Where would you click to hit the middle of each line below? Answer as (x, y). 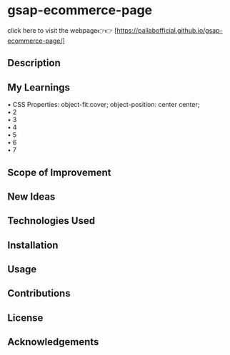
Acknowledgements (53, 342)
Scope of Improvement (59, 172)
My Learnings (39, 87)
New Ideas (31, 196)
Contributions (39, 293)
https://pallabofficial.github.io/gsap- (170, 30)
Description (34, 63)
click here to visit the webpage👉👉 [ (62, 30)
